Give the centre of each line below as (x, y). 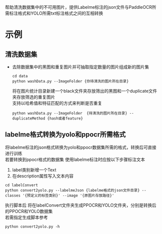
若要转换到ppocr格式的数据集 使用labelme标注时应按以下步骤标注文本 (75, 159)
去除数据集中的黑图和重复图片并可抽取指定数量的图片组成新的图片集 (81, 67)
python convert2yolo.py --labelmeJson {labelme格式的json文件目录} (72, 190)
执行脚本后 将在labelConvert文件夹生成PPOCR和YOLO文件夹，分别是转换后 (81, 205)
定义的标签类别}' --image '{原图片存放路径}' (72, 195)
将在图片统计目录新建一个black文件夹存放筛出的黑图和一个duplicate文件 (85, 91)
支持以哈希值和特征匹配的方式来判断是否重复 (57, 103)
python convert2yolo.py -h (32, 226)
